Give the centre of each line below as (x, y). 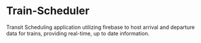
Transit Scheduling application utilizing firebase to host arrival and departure (100, 27)
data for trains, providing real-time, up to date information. (78, 33)
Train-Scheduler (48, 11)
